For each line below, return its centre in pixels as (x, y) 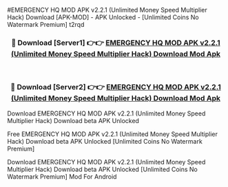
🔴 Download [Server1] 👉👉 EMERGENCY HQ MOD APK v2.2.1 (116, 43)
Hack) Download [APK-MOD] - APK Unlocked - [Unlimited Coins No (103, 17)
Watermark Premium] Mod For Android (62, 176)
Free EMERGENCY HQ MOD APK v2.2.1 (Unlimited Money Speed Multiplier (113, 134)
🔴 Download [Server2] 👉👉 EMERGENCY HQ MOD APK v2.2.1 (116, 87)
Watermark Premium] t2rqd (46, 24)
